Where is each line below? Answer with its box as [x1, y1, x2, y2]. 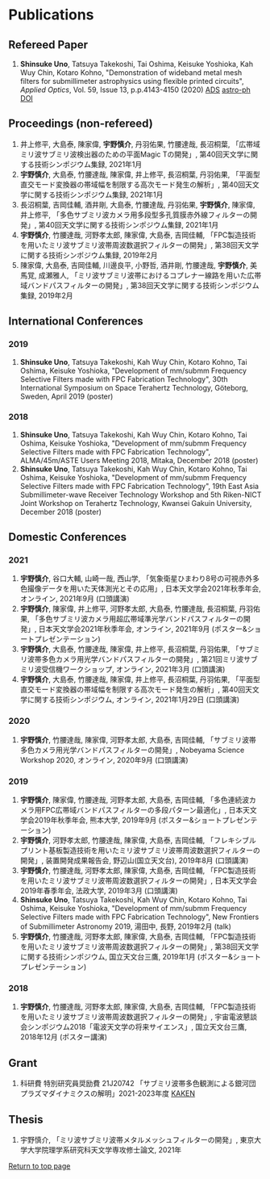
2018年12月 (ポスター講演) [19, 1032, 107, 1042]
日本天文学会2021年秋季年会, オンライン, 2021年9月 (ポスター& [38, 624, 247, 634]
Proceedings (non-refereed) [8, 117, 153, 131]
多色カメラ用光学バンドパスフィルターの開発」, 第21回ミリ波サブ [41, 654, 258, 664]
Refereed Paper [8, 38, 89, 52]
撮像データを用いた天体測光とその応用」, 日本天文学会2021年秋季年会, [27, 583, 261, 594]
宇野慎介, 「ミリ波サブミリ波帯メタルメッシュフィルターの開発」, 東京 [19, 1135, 255, 1144]
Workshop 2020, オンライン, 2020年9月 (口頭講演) [19, 755, 189, 764]
